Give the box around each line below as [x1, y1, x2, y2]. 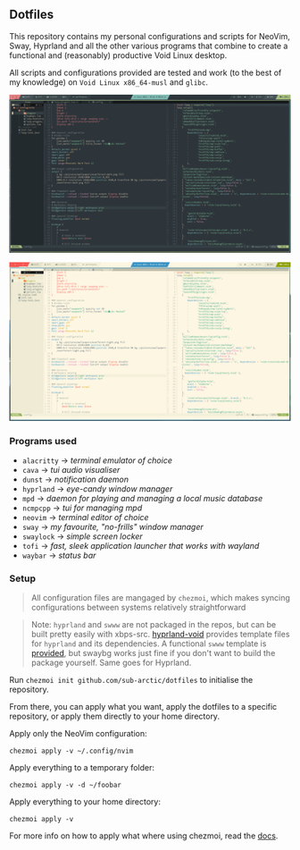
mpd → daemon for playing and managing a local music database [21, 493, 263, 504]
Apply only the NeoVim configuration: [9, 728, 147, 739]
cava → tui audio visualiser [21, 465, 121, 475]
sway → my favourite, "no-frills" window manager [21, 522, 204, 533]
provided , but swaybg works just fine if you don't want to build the [30, 648, 276, 659]
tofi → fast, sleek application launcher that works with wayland [21, 541, 260, 551]
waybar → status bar [21, 550, 96, 561]
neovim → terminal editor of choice [21, 512, 149, 523]
